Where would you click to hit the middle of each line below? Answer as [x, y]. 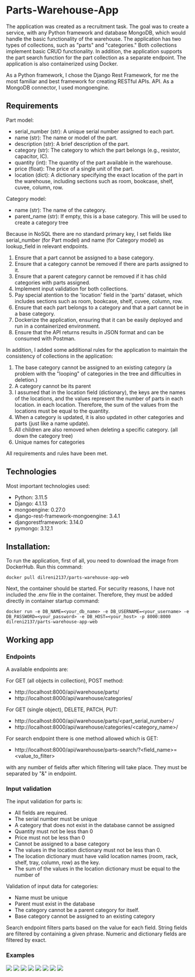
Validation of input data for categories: [52, 886]
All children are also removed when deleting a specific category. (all [96, 429]
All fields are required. [41, 813]
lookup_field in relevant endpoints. [47, 246]
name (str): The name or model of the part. [66, 138]
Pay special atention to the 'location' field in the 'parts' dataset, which [98, 295]
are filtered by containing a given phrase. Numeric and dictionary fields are [96, 934]
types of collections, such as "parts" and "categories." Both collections [91, 45]
